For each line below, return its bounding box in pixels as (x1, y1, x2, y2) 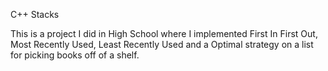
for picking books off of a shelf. (10, 49, 140, 61)
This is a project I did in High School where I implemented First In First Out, (10, 28, 318, 39)
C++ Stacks (10, 9, 60, 20)
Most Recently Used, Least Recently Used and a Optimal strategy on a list (10, 39, 314, 50)
